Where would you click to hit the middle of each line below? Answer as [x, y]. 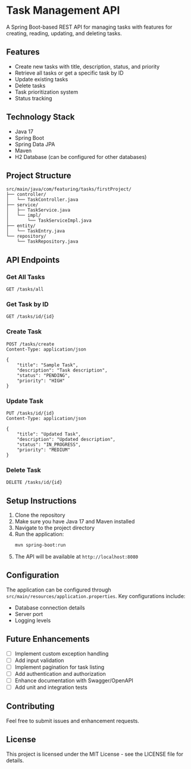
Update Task [25, 401]
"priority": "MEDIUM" [43, 450]
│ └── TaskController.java [42, 200]
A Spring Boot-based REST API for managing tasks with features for [89, 27]
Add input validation [39, 660]
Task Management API [63, 10]
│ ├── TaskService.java [38, 210]
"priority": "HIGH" [41, 381]
